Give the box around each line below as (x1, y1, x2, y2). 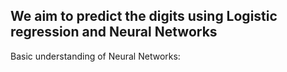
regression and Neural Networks (10, 24, 218, 41)
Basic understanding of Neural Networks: (10, 50, 181, 62)
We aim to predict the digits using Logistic (10, 8, 278, 25)
